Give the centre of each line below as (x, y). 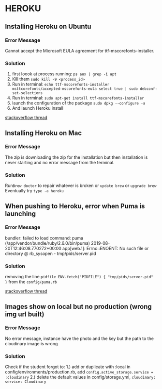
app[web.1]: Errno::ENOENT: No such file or (105, 248)
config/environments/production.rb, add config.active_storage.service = (79, 372)
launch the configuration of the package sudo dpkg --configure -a (79, 103)
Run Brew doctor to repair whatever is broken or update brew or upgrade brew (81, 186)
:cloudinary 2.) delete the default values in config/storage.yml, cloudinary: (80, 377)
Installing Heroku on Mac (44, 133)
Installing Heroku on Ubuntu (48, 26)
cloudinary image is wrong (31, 343)
